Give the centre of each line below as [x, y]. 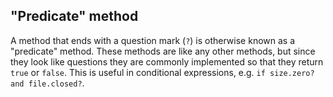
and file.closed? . [47, 83]
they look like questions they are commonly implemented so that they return [167, 61]
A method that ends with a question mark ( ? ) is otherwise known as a [153, 40]
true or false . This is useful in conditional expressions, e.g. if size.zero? [162, 72]
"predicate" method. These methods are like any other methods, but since [163, 51]
